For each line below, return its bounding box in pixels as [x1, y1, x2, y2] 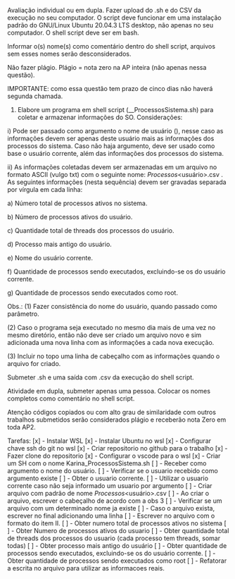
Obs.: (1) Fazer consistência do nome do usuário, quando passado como [7, 303, 217, 310]
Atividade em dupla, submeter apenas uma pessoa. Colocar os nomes [7, 387, 211, 395]
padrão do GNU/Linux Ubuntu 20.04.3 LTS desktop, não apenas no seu [7, 21, 213, 29]
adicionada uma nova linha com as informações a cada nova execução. [7, 339, 215, 346]
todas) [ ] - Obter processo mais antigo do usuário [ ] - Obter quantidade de [7, 542, 227, 549]
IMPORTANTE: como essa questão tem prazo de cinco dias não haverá [7, 85, 213, 92]
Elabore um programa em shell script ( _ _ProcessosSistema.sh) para [17, 106, 214, 114]
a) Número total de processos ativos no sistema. [7, 199, 148, 207]
